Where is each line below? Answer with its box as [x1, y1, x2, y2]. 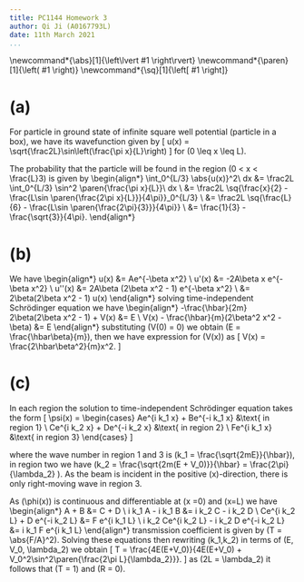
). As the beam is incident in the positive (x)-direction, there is [57, 469, 289, 479]
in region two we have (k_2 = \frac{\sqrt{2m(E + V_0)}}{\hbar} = [9, 459, 248, 470]
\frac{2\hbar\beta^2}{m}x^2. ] [9, 341, 122, 352]
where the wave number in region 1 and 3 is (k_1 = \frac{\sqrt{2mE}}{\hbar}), [9, 449, 295, 460]
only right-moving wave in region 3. [9, 478, 142, 489]
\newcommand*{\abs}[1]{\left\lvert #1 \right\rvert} [9, 55, 196, 66]
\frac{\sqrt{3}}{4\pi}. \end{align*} [9, 212, 136, 222]
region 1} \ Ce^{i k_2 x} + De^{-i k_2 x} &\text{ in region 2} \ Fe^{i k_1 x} [9, 422, 272, 433]
